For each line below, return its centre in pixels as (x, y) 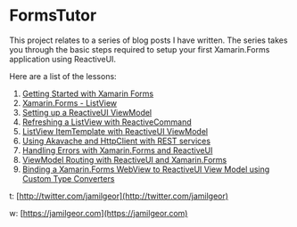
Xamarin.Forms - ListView (70, 102)
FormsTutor (53, 16)
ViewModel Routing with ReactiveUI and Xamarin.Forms (124, 159)
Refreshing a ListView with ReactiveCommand (107, 122)
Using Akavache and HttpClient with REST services (116, 141)
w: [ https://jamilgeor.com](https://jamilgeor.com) (99, 213)
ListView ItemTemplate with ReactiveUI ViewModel (115, 131)
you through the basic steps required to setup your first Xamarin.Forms (140, 49)
